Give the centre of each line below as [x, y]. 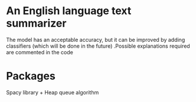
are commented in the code [40, 52]
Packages [31, 76]
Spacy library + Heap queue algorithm [53, 92]
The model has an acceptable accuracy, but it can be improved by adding [96, 40]
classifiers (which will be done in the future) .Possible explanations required [98, 46]
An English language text [69, 11]
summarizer [36, 23]
